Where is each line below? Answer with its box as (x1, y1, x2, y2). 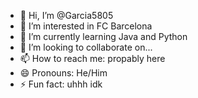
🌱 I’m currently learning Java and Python (19, 31, 188, 42)
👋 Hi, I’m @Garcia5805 (19, 10, 114, 21)
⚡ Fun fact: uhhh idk (19, 78, 103, 90)
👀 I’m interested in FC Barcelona (19, 20, 153, 32)
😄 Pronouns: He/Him (19, 67, 108, 79)
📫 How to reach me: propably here (19, 53, 166, 64)
